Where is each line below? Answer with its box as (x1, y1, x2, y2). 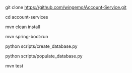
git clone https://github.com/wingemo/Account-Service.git (5, 5, 127, 10)
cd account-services (5, 14, 48, 20)
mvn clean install (5, 24, 40, 30)
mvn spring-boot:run (5, 34, 48, 39)
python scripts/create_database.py (5, 43, 78, 49)
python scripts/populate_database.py (5, 53, 83, 59)
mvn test (5, 63, 24, 68)
